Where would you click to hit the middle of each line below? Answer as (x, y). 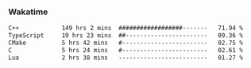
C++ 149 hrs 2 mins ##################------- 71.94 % (126, 28)
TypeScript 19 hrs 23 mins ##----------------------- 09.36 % (126, 36)
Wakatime (28, 12)
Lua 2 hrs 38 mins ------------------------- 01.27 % (126, 58)
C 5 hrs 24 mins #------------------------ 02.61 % (126, 50)
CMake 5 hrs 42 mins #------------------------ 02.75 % (126, 43)
